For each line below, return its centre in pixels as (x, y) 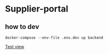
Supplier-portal (37, 9)
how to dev (22, 27)
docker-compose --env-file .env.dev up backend (54, 38)
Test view (15, 47)
